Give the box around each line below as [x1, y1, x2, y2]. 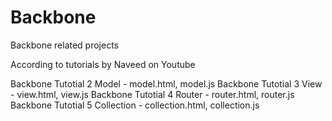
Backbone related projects [10, 39, 119, 51]
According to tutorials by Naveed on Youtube [10, 58, 196, 70]
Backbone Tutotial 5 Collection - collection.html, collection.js [10, 99, 260, 111]
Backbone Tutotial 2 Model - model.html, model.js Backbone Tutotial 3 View [10, 77, 323, 90]
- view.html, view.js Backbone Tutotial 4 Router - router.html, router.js [10, 88, 295, 100]
